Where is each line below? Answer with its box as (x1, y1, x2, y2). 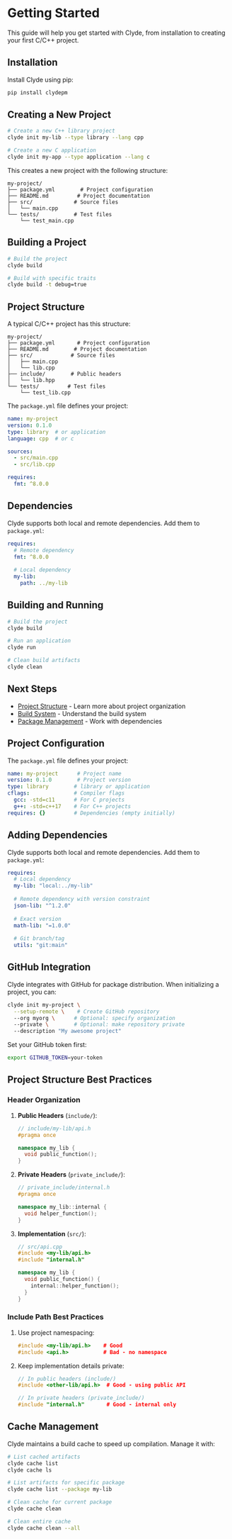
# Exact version (13, 915, 62, 922)
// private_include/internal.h (17, 1184, 110, 1192)
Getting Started (7, 5, 100, 21)
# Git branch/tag (13, 935, 65, 942)
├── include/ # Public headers (7, 371, 122, 378)
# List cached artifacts (7, 1453, 81, 1460)
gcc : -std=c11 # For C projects (13, 796, 125, 804)
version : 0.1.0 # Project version (7, 776, 132, 784)
